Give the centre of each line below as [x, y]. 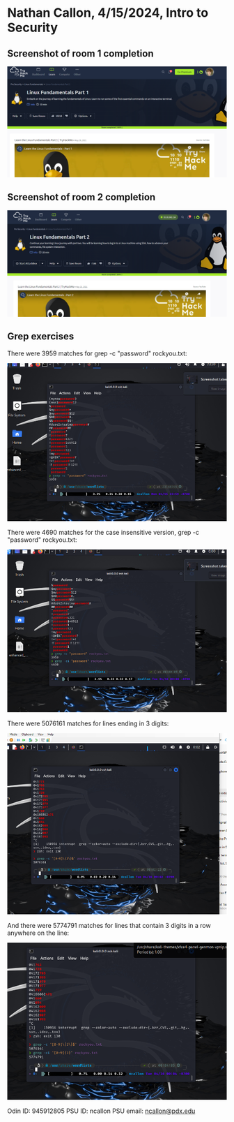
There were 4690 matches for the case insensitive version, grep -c [103, 532]
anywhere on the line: [38, 933]
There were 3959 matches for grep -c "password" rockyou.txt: [97, 353]
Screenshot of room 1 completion [80, 53]
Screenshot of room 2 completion [81, 197]
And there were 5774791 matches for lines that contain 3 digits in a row [109, 926]
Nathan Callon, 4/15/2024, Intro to [108, 13]
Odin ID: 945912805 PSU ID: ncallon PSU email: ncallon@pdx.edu [101, 1111]
